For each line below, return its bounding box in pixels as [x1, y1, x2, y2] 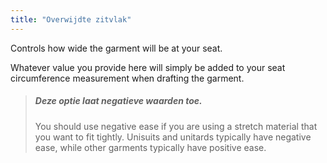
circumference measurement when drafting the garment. [10, 72, 245, 84]
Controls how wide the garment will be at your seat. [10, 42, 223, 54]
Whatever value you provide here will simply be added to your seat [10, 61, 286, 73]
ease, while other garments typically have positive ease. [34, 141, 267, 153]
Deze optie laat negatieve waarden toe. [34, 95, 203, 107]
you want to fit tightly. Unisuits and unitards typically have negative [34, 131, 312, 143]
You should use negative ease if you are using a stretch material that [34, 120, 318, 132]
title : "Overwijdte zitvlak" [10, 14, 132, 25]
